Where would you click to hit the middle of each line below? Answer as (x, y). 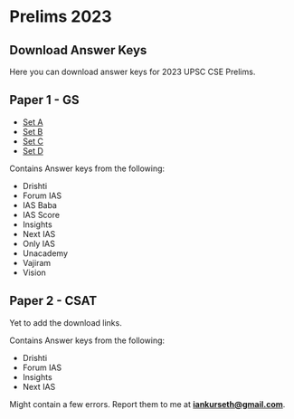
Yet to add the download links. (66, 322)
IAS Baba (39, 205)
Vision (34, 272)
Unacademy (45, 253)
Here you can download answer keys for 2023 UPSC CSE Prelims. (133, 71)
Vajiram (37, 262)
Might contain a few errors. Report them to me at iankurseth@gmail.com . (147, 404)
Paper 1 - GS (44, 100)
